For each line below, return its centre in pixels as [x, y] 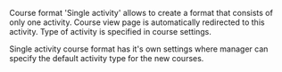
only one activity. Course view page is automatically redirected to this [137, 22]
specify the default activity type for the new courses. [107, 58]
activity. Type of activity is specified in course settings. [111, 32]
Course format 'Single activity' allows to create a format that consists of [141, 13]
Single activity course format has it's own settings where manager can [139, 49]
